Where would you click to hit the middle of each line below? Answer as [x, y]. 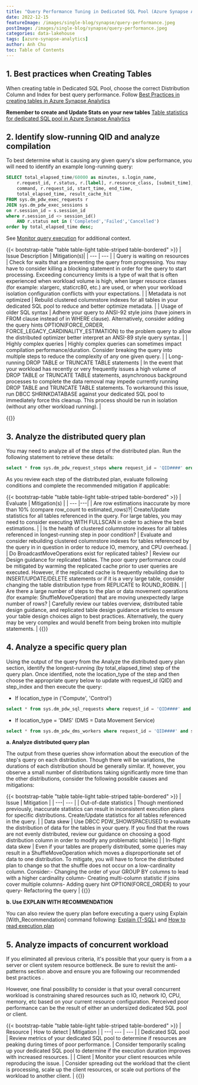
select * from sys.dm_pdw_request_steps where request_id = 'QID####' [95, 468]
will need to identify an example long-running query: [70, 167]
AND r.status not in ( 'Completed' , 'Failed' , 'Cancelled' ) [88, 221]
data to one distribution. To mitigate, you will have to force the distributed [95, 859]
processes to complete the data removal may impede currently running [92, 382]
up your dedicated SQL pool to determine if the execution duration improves [98, 1051]
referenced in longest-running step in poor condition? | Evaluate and [89, 535]
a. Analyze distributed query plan [48, 742]
